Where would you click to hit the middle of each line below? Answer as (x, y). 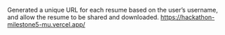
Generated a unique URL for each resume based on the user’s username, (113, 10)
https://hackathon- (187, 17)
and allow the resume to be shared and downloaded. (83, 17)
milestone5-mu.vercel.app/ (46, 24)
